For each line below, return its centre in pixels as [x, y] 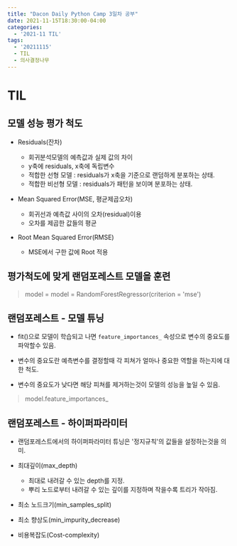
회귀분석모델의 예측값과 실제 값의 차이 [81, 157]
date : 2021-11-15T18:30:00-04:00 [57, 21]
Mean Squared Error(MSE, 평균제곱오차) [75, 199]
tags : [15, 41]
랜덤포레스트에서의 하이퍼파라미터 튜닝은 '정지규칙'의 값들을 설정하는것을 [118, 441]
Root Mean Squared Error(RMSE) [66, 237]
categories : [25, 27]
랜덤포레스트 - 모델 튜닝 [56, 318]
